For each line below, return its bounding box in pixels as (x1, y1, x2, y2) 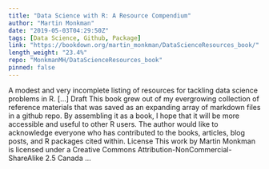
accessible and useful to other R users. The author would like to (8, 119, 219, 128)
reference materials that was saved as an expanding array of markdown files (8, 102, 261, 112)
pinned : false (8, 64, 56, 72)
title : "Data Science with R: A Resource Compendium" (8, 11, 192, 20)
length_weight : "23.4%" (8, 49, 88, 57)
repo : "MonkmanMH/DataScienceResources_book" (8, 57, 163, 65)
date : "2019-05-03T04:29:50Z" (8, 26, 110, 34)
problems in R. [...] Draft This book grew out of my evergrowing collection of (8, 93, 260, 104)
